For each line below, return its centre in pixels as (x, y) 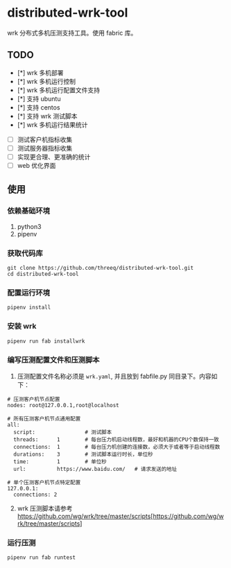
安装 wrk (22, 326)
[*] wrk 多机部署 (40, 72)
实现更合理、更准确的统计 (54, 157)
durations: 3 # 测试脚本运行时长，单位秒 (83, 454)
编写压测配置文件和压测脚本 (53, 360)
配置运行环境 (29, 293)
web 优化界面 (36, 165)
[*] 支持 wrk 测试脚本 (47, 116)
